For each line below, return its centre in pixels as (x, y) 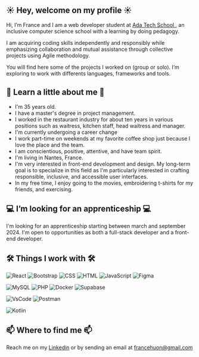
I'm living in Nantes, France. (49, 157)
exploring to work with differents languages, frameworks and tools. (88, 73)
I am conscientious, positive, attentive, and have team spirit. (88, 151)
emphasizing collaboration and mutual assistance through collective (90, 49)
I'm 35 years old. (35, 106)
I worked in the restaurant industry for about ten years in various (94, 119)
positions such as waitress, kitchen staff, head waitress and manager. (100, 126)
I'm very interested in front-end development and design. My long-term (102, 164)
